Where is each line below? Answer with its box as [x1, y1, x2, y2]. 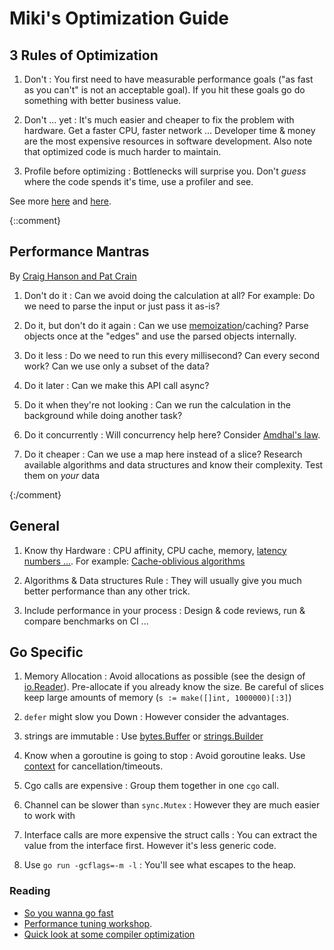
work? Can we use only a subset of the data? [23, 360, 210, 372]
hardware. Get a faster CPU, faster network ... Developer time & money [23, 125, 316, 136]
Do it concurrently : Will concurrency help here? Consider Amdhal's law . [23, 428, 321, 441]
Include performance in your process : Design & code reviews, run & [23, 604, 306, 616]
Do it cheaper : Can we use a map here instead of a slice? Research [23, 448, 303, 460]
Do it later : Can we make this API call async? [23, 379, 210, 391]
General [9, 518, 61, 535]
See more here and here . [9, 195, 112, 207]
